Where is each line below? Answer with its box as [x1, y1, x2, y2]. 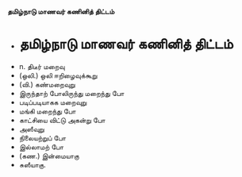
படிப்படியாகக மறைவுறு [18, 97, 87, 106]
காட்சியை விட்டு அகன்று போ [18, 115, 106, 125]
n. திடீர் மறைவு [18, 61, 65, 71]
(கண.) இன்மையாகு [18, 151, 80, 160]
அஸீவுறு [18, 124, 44, 133]
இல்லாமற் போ [18, 142, 64, 152]
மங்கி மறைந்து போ [18, 106, 76, 116]
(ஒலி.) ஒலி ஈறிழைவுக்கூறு [18, 71, 98, 80]
